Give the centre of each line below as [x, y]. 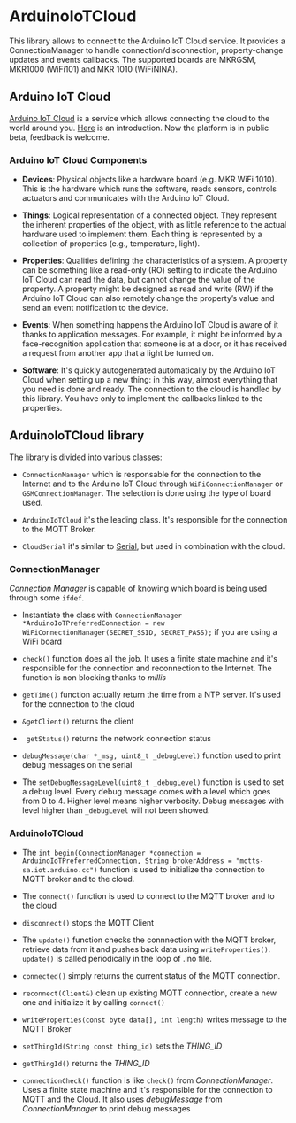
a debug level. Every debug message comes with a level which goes [146, 792]
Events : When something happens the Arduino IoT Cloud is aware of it [150, 325]
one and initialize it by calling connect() [93, 1003]
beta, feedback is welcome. [60, 137]
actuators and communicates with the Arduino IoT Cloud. [125, 198]
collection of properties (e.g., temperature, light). [111, 244]
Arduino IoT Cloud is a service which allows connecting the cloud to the [140, 118]
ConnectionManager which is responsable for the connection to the [141, 474]
